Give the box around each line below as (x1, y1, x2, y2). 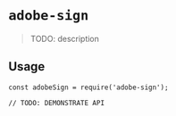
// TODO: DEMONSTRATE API (8, 98, 105, 107)
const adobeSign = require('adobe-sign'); (8, 83, 169, 92)
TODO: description (29, 33, 100, 44)
